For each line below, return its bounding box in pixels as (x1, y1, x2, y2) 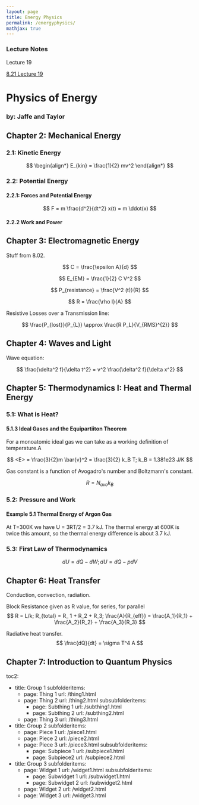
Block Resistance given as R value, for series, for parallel (6, 603, 145, 610)
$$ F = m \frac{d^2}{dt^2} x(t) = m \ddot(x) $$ (43, 205, 157, 212)
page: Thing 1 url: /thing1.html (23, 691, 96, 698)
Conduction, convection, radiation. (6, 592, 91, 599)
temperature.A (6, 445, 42, 452)
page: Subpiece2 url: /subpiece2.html (32, 754, 125, 761)
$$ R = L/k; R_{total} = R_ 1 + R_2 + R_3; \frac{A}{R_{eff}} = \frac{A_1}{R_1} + (7, 612, 193, 620)
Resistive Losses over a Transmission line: (6, 309, 109, 317)
